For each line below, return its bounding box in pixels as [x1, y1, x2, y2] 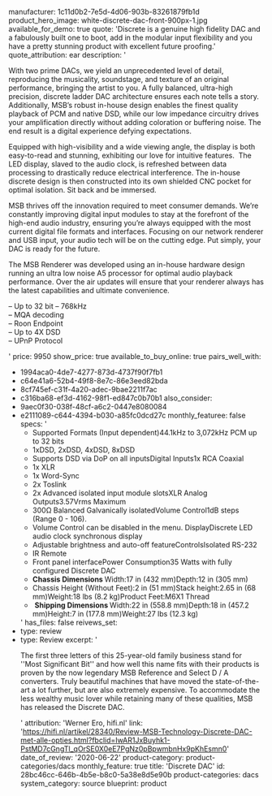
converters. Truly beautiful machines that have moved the [19, 677, 214, 686]
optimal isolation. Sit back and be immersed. [8, 185, 157, 194]
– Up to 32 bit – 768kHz [8, 301, 88, 311]
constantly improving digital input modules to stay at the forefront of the [8, 210, 249, 218]
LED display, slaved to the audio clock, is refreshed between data [8, 159, 227, 169]
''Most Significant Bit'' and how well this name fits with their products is [19, 660, 260, 668]
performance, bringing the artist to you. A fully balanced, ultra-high [8, 83, 234, 93]
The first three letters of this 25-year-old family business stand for [19, 651, 242, 660]
